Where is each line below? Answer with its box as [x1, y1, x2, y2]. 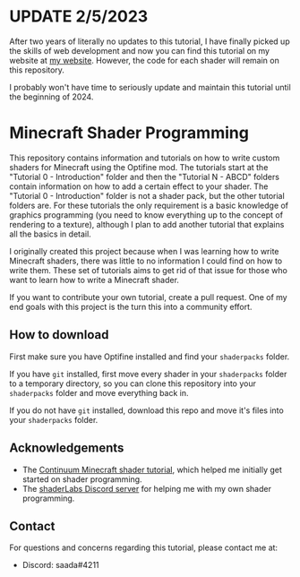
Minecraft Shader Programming [9, 123, 249, 143]
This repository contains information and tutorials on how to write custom [9, 152, 280, 163]
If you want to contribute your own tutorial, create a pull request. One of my [9, 291, 288, 302]
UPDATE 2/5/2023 [9, 6, 149, 27]
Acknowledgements [9, 441, 124, 456]
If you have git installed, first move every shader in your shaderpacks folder [9, 368, 287, 379]
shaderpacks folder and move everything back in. [9, 387, 190, 398]
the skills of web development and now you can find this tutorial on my [9, 45, 270, 56]
